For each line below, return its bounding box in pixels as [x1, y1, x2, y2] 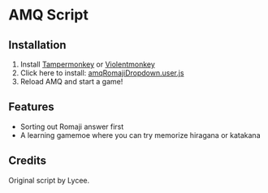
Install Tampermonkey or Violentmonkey [19, 59, 156, 69]
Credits [8, 154, 47, 168]
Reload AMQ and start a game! [19, 77, 123, 86]
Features [8, 100, 54, 114]
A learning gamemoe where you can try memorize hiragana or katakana [19, 130, 262, 139]
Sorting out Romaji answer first [19, 122, 124, 131]
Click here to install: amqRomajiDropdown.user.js [19, 68, 184, 78]
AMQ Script [8, 6, 89, 24]
